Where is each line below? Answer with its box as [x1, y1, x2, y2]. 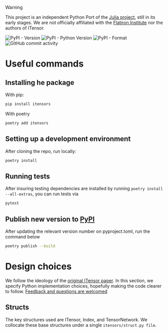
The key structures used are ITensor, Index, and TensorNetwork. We [5, 316, 148, 322]
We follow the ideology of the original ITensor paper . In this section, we [5, 277, 153, 284]
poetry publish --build [5, 244, 56, 249]
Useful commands [5, 58, 84, 70]
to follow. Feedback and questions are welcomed [5, 288, 108, 294]
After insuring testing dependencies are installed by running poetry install [5, 186, 163, 192]
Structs [5, 303, 29, 312]
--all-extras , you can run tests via [5, 191, 78, 197]
